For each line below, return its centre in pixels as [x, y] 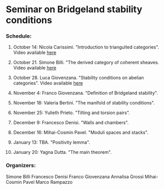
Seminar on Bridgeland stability [74, 9]
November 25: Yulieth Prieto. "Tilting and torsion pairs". [72, 113]
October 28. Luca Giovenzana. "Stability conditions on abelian [79, 78]
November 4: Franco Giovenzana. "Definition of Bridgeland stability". [85, 93]
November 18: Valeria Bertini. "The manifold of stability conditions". [84, 103]
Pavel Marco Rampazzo [48, 182]
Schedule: [19, 36]
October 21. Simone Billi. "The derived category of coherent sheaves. [86, 63]
